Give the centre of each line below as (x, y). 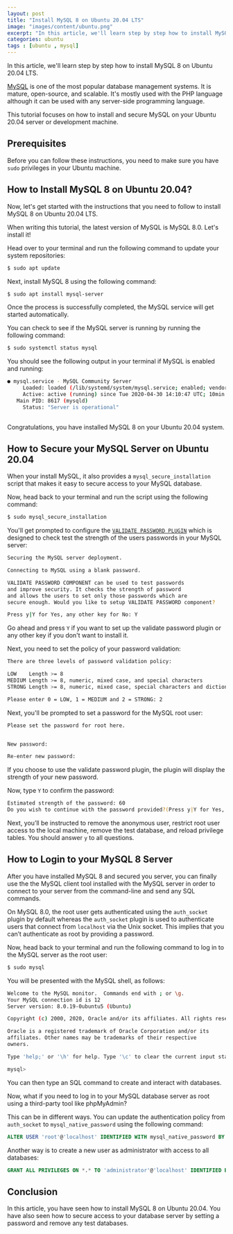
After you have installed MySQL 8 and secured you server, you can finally (112, 876)
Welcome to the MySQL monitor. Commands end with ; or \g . (96, 993)
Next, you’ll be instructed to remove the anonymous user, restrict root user (114, 823)
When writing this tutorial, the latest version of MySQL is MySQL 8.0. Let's (113, 227)
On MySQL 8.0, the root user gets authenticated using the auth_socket (107, 911)
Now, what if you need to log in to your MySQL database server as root (109, 1096)
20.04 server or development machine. (63, 122)
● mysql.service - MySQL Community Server (69, 382)
